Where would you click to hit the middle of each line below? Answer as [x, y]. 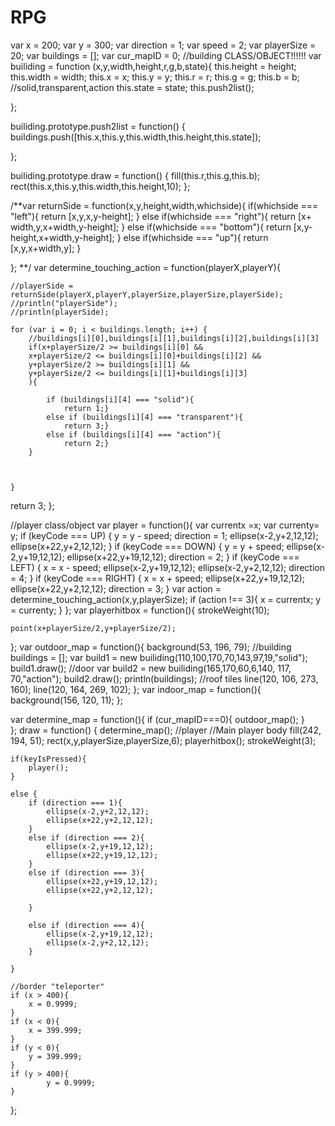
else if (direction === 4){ [86, 925]
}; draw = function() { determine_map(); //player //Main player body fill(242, [166, 730]
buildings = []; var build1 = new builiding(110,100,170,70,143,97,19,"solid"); [159, 657]
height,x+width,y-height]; [62, 237]
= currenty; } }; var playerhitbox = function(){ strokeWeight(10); [140, 610]
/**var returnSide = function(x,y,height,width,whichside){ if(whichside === [164, 205]
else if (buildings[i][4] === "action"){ [134, 434]
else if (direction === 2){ [86, 837]
